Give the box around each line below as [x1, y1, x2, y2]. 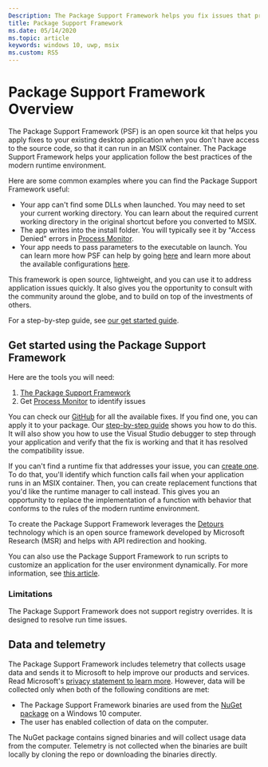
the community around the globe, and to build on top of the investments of [8, 291, 254, 301]
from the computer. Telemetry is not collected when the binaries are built [8, 741, 248, 750]
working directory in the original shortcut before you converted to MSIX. [19, 216, 257, 226]
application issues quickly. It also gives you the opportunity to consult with [8, 283, 254, 292]
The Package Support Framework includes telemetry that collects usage [8, 659, 246, 669]
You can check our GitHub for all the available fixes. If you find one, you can [8, 412, 258, 421]
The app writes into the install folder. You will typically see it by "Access [19, 225, 256, 235]
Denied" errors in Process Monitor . [19, 233, 134, 243]
